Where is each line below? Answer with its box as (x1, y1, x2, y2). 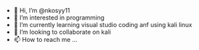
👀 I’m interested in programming (13, 14, 105, 22)
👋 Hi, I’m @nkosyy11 (13, 7, 71, 14)
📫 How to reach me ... (13, 36, 78, 43)
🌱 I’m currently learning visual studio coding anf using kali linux (13, 21, 192, 28)
